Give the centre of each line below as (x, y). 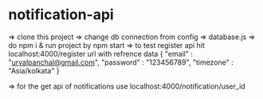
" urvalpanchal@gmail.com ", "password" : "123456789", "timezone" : (121, 62)
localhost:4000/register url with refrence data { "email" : (101, 53)
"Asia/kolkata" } (34, 70)
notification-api (61, 15)
